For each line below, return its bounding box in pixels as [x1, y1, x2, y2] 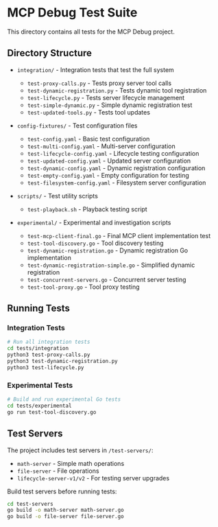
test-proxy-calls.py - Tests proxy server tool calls [27, 79, 172, 87]
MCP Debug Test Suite [7, 5, 138, 21]
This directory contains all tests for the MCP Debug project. [7, 27, 175, 36]
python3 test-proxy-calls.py [7, 351, 90, 358]
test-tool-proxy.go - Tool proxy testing [27, 283, 140, 291]
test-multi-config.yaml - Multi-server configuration [27, 142, 176, 150]
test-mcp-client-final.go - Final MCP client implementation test [27, 231, 211, 239]
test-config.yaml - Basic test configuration [27, 134, 150, 143]
